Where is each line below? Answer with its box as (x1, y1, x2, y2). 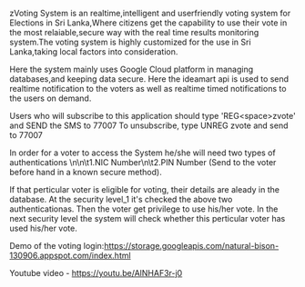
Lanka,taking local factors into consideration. (9, 46, 178, 57)
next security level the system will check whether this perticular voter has (9, 213, 286, 223)
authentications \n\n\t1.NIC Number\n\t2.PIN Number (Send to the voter (9, 157, 277, 167)
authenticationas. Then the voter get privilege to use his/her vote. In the (9, 203, 279, 214)
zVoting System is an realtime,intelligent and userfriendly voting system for (9, 8, 291, 18)
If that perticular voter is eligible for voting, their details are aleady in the (9, 184, 280, 194)
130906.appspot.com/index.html (9, 250, 131, 261)
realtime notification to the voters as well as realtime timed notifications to (9, 84, 287, 94)
